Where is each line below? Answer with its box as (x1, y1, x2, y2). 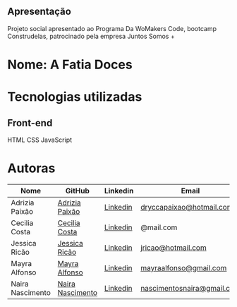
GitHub (65, 186, 90, 195)
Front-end (7, 116, 53, 129)
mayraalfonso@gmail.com (140, 263, 227, 272)
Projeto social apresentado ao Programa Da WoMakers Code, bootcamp (7, 24, 217, 32)
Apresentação (7, 6, 72, 18)
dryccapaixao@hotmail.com (140, 202, 233, 212)
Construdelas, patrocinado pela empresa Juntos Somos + (7, 32, 175, 40)
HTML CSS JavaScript (7, 136, 73, 144)
